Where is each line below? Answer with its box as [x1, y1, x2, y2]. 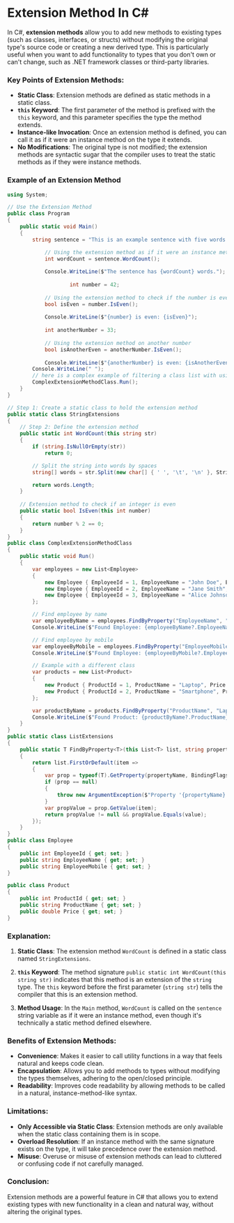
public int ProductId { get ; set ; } [19, 895, 127, 902]
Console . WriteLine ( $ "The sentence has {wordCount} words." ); [44, 268, 226, 275]
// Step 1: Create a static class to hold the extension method [7, 404, 198, 411]
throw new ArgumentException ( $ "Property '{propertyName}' [56, 791, 229, 799]
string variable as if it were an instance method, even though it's [17, 1011, 202, 1019]
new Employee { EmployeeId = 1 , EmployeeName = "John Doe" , [44, 578, 223, 586]
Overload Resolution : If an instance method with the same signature [17, 1137, 214, 1145]
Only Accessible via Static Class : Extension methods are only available [17, 1122, 224, 1131]
